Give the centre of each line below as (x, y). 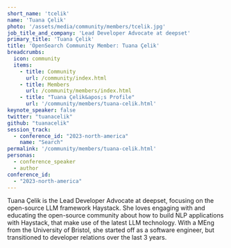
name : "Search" (42, 143)
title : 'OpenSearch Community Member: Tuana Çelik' (83, 46)
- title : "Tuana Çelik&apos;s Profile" (77, 98)
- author (26, 168)
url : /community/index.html (66, 78)
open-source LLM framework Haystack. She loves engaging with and (106, 208)
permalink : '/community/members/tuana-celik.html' (82, 149)
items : (23, 65)
